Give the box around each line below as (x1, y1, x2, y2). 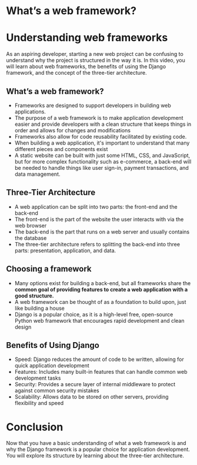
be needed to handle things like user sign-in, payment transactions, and (14, 164, 189, 171)
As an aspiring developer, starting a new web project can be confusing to (6, 51, 183, 58)
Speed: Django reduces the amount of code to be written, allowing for (14, 356, 184, 363)
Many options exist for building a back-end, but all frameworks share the (14, 279, 191, 286)
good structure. (14, 292, 54, 299)
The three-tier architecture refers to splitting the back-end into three (14, 240, 181, 247)
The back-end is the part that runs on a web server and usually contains (14, 228, 190, 235)
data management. (14, 170, 61, 178)
